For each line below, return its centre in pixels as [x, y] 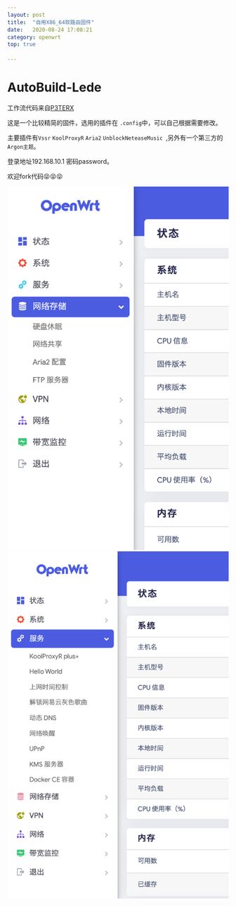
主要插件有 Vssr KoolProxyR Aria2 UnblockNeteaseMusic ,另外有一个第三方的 [115, 138]
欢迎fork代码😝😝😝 [35, 176]
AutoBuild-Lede [54, 87]
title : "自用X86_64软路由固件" [51, 22]
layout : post [26, 15]
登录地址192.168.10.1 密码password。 [60, 161]
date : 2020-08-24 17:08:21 [50, 29]
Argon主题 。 [24, 146]
